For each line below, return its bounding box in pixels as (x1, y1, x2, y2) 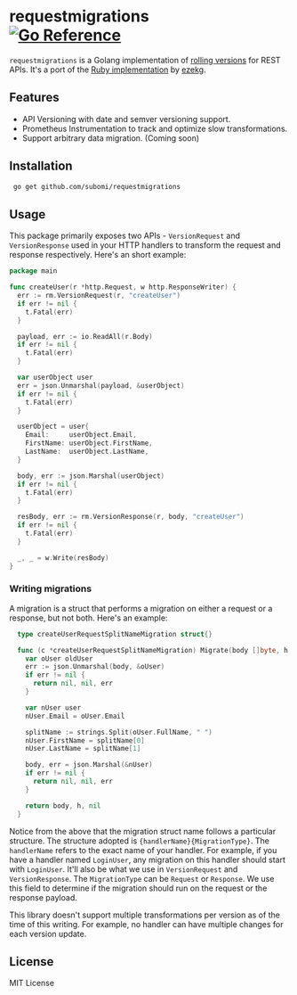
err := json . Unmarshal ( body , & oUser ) (25, 662, 165, 671)
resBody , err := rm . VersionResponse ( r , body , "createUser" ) (17, 513, 245, 522)
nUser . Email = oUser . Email (25, 711, 125, 720)
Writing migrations (9, 582, 92, 595)
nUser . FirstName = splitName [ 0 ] (25, 736, 145, 745)
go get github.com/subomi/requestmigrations (12, 182, 181, 191)
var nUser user (25, 703, 82, 712)
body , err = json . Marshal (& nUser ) (25, 761, 153, 769)
